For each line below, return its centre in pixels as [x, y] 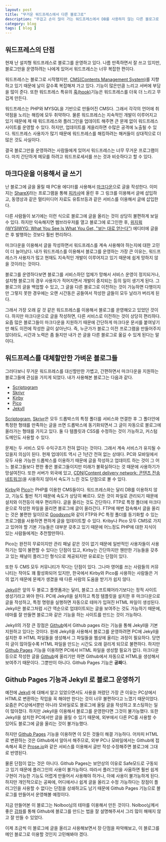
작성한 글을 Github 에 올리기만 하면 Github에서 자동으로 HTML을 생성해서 [89, 656]
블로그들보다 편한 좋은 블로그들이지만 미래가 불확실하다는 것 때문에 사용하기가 [85, 466]
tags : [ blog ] [21, 28]
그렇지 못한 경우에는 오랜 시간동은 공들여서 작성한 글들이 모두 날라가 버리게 [82, 293]
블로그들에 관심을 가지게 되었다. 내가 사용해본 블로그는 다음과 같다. [69, 377]
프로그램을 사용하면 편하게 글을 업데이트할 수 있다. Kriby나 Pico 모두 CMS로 [79, 521]
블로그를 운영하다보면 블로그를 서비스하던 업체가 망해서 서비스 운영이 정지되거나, [83, 274]
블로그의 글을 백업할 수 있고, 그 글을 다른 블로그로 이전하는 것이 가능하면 [74, 287]
